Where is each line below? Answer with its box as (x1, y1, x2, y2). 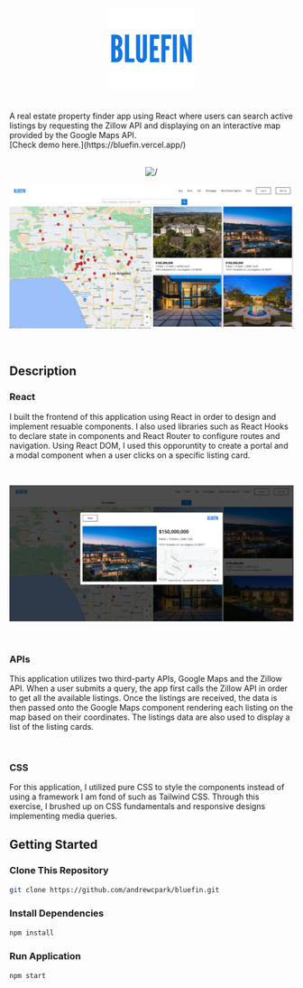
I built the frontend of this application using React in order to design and (9, 411, 277, 422)
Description (9, 364, 77, 379)
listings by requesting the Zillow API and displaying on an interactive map (9, 120, 281, 131)
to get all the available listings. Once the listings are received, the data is (9, 693, 278, 704)
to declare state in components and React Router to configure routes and (9, 430, 280, 441)
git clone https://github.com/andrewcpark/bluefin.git (9, 886, 220, 895)
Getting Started (9, 836, 98, 852)
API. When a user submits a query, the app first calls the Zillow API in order (9, 683, 289, 694)
